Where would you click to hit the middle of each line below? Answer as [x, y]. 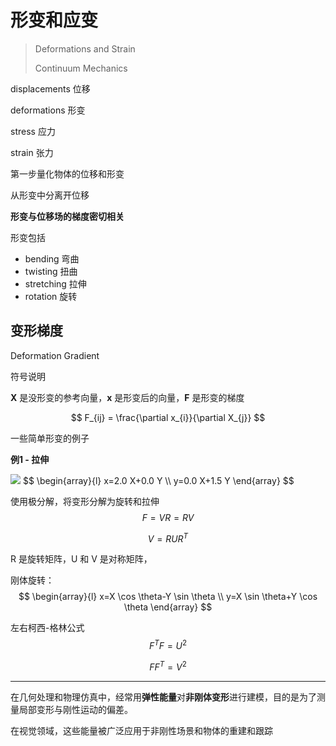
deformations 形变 [48, 110]
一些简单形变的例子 [50, 438]
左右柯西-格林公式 [47, 628]
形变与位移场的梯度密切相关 [67, 216]
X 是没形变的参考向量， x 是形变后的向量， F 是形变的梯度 [127, 397]
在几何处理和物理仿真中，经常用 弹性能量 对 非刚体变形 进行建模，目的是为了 [163, 697]
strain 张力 [32, 152]
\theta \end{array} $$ [168, 607]
